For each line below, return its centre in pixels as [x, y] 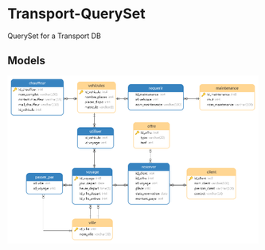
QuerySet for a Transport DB [54, 36]
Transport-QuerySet [76, 14]
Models [26, 61]
